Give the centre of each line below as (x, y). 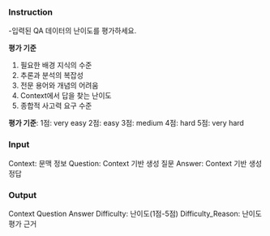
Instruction (31, 12)
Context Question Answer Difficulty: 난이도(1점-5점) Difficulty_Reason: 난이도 (135, 213)
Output (23, 195)
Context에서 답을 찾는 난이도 (66, 96)
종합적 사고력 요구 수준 (56, 106)
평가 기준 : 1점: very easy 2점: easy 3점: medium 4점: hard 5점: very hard (126, 123)
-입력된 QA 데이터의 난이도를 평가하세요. (73, 31)
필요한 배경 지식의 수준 (56, 65)
